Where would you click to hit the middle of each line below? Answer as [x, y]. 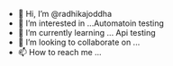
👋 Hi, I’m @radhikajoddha [65, 14]
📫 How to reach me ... [59, 52]
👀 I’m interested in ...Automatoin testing [91, 23]
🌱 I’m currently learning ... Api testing [86, 33]
